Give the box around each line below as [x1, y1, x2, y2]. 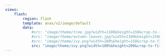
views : [5, 7, 19, 12]
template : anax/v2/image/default [23, 20, 91, 26]
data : [23, 25, 34, 30]
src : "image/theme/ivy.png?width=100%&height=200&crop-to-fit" [31, 43, 164, 48]
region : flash [23, 16, 52, 21]
